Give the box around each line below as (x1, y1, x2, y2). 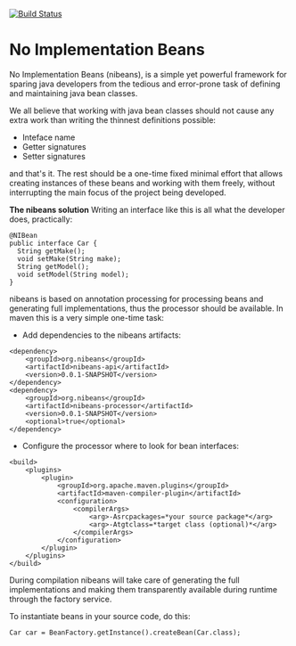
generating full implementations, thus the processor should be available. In (9, 303, 284, 314)
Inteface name (21, 132, 76, 143)
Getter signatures (21, 141, 86, 151)
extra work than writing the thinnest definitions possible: (9, 114, 217, 125)
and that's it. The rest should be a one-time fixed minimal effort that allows (9, 168, 284, 178)
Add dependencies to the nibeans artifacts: (21, 330, 181, 340)
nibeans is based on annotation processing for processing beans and (9, 293, 264, 304)
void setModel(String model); (17, 270, 129, 279)
